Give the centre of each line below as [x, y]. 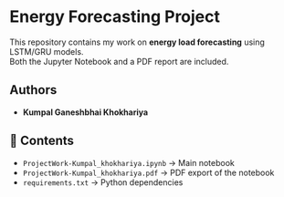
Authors [33, 90]
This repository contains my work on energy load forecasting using [137, 42]
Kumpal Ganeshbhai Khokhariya [85, 112]
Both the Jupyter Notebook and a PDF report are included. [119, 61]
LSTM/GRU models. [47, 51]
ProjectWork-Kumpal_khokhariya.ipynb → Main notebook [129, 162]
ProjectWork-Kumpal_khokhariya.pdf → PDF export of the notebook [148, 172]
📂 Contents [42, 141]
